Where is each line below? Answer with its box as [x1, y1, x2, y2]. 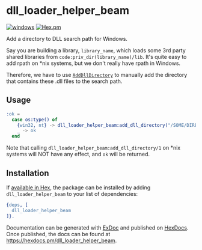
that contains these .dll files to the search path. [6, 78, 123, 85]
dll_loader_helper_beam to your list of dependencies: [6, 190, 138, 197]
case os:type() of [11, 117, 58, 123]
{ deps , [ [6, 202, 28, 208]
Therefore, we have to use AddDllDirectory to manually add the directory [6, 71, 188, 78]
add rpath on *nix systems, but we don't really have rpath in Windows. [6, 59, 181, 67]
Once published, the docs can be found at [6, 230, 111, 237]
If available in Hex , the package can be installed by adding [6, 184, 151, 191]
